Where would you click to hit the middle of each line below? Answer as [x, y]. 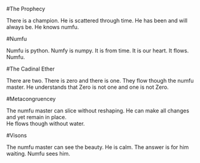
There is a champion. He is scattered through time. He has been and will [97, 20]
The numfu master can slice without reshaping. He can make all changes [98, 111]
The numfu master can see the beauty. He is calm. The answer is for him [98, 147]
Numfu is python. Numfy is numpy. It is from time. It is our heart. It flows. [98, 50]
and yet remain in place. [37, 117]
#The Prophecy [26, 9]
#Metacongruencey [31, 99]
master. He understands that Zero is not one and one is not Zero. [87, 87]
